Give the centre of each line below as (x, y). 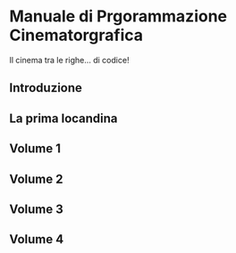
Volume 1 (35, 149)
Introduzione (46, 88)
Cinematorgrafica (76, 35)
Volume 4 (37, 239)
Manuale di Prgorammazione (118, 16)
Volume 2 (36, 179)
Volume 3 (37, 209)
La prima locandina (63, 118)
